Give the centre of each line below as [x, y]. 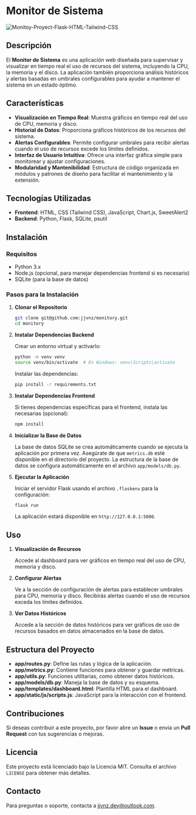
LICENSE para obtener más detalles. [48, 773]
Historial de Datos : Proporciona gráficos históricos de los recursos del [100, 130]
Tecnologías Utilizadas [49, 198]
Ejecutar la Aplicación [42, 477]
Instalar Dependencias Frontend [55, 396]
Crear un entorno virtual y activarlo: [58, 346]
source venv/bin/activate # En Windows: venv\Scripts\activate [95, 362]
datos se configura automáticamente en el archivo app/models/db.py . [98, 465]
